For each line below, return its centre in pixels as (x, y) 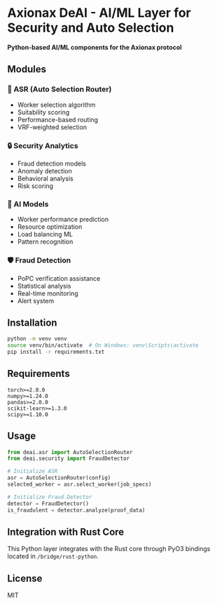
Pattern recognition (45, 242)
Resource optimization (50, 227)
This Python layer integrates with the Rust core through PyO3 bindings (109, 549)
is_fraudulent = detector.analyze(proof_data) (76, 510)
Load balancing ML (45, 234)
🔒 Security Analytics (43, 145)
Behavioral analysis (45, 178)
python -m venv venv (37, 339)
